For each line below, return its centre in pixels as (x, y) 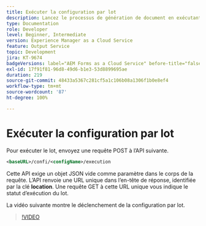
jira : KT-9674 (25, 58)
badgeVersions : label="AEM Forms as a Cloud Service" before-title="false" (105, 63)
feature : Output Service (38, 47)
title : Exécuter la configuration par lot (61, 12)
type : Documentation (33, 23)
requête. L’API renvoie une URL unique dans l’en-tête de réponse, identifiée (101, 180)
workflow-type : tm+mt (34, 87)
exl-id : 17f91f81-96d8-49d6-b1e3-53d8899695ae (67, 69)
